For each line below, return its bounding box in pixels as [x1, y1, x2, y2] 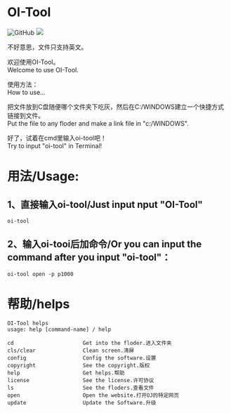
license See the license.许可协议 [7, 376, 154, 383]
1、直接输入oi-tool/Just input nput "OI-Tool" [7, 198, 204, 211]
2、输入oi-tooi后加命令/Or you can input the [7, 238, 202, 250]
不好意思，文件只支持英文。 [7, 43, 88, 51]
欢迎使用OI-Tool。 [7, 58, 60, 66]
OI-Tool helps [7, 320, 49, 327]
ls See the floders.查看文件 [7, 384, 154, 391]
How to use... [7, 88, 46, 96]
